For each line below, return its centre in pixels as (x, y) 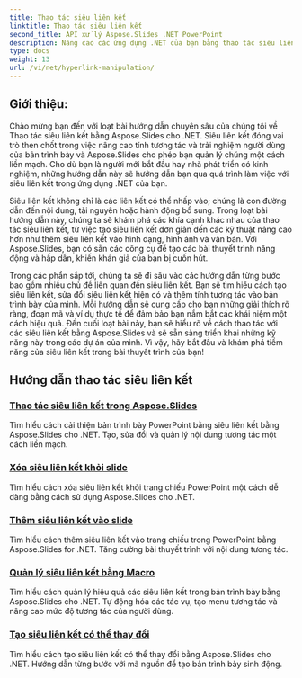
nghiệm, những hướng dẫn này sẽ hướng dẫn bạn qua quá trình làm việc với (149, 174)
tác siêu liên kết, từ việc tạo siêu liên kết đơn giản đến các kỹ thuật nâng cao (151, 229)
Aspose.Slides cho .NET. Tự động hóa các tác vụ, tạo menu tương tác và (143, 602)
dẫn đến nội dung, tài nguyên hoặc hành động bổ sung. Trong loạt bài (138, 210)
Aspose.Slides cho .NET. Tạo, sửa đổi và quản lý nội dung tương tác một (143, 435)
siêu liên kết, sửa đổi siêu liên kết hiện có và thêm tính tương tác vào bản (144, 294)
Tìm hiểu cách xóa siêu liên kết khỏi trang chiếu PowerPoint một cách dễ (144, 487)
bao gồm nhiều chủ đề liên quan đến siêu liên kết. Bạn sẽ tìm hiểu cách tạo (148, 285)
